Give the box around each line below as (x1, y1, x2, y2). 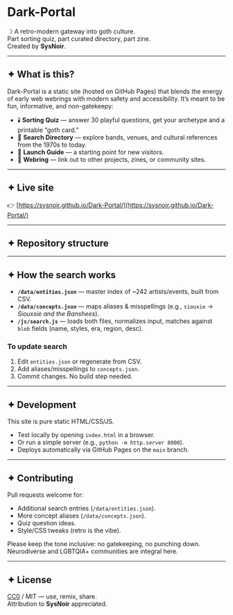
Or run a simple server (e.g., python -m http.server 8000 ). (17, 438, 184, 447)
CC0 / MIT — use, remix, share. (7, 592, 97, 600)
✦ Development (7, 399, 76, 411)
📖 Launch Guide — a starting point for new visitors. (17, 147, 164, 156)
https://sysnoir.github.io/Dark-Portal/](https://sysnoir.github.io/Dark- (18, 201, 214, 209)
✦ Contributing (7, 472, 74, 484)
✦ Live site (7, 182, 54, 194)
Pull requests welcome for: (7, 491, 84, 499)
